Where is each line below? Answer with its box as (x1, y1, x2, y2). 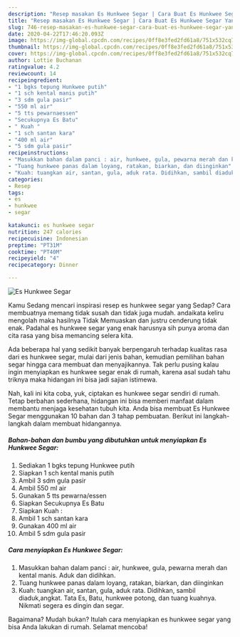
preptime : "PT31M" (8, 241, 63, 249)
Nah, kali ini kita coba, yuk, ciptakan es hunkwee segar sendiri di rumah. (8, 389, 220, 397)
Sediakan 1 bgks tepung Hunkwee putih (18, 460, 135, 470)
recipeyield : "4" (8, 255, 60, 262)
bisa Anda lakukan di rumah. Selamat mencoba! (8, 622, 148, 631)
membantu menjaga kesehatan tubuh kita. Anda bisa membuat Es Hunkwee (8, 404, 230, 413)
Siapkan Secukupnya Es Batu (18, 499, 105, 507)
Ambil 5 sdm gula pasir (18, 529, 86, 537)
